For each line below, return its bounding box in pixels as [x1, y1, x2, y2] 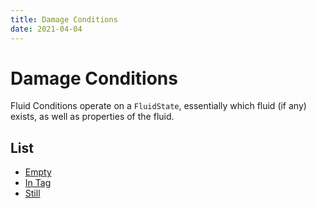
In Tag [24, 177, 52, 189]
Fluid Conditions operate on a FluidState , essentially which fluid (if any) [10, 100, 307, 112]
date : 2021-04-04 [10, 24, 83, 34]
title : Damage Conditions [10, 14, 118, 25]
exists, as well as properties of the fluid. [10, 111, 175, 123]
